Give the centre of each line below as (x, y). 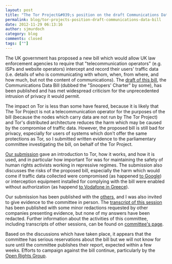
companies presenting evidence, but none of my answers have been (78, 213)
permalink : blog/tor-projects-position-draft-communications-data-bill (83, 19)
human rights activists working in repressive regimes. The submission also (84, 165)
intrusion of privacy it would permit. (43, 96)
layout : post (19, 10)
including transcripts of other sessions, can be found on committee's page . (84, 224)
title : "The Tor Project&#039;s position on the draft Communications (82, 15)
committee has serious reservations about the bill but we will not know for (83, 239)
